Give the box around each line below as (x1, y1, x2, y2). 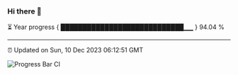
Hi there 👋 (7, 6, 42, 16)
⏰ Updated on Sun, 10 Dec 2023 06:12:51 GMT (7, 46, 144, 54)
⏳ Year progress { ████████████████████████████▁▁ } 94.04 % (7, 23, 225, 31)
